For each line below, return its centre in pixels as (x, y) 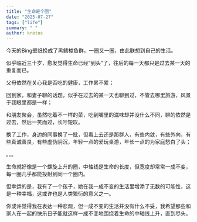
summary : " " (22, 28)
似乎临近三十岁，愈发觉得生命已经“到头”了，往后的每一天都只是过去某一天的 (98, 63)
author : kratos (25, 33)
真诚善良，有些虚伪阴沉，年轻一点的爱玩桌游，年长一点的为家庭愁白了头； (101, 142)
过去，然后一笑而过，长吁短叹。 (45, 122)
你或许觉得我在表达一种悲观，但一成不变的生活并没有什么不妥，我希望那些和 (98, 206)
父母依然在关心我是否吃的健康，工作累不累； (60, 83)
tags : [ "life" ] (25, 22)
